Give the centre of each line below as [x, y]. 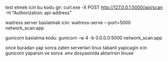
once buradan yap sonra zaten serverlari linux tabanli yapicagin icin [76, 48]
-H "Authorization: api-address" [39, 13]
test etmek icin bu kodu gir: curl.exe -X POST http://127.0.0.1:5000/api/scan [84, 7]
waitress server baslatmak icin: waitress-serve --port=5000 [68, 23]
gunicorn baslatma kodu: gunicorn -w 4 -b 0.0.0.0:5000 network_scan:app [84, 38]
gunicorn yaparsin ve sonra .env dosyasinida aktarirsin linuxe [69, 53]
